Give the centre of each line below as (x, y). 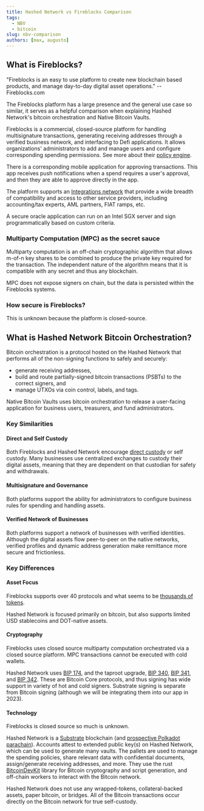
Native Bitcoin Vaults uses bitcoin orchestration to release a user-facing (96, 402)
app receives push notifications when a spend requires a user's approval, (98, 173)
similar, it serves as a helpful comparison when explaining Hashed (89, 111)
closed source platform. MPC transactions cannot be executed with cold (97, 655)
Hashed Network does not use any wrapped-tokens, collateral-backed (95, 788)
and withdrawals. (28, 471)
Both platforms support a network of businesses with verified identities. (96, 533)
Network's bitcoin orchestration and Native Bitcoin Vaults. (78, 117)
